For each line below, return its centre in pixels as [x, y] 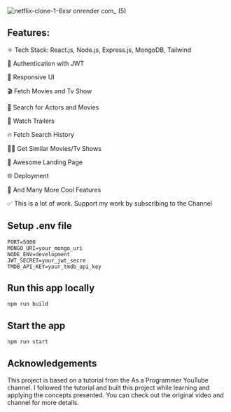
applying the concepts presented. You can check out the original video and [115, 395]
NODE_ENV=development [39, 254]
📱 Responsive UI [31, 77]
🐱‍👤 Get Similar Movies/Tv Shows [54, 148]
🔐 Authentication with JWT [46, 63]
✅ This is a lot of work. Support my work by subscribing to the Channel [110, 203]
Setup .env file [40, 226]
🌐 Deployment [28, 175]
